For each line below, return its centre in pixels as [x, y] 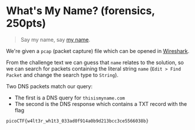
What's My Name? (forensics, [80, 11]
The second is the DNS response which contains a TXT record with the [101, 104]
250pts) [26, 23]
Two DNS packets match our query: [49, 86]
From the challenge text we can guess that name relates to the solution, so [95, 62]
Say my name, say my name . [55, 39]
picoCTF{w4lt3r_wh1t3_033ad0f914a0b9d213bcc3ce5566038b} [77, 121]
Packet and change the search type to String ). [62, 75]
